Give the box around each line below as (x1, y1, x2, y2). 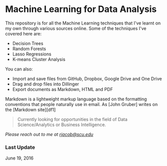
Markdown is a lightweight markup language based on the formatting (5, 96, 147, 102)
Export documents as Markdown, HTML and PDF (12, 86, 113, 92)
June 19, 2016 (5, 155, 34, 161)
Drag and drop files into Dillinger (12, 81, 79, 87)
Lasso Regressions (12, 51, 51, 57)
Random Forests (12, 45, 46, 51)
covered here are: (5, 30, 42, 36)
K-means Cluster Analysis (12, 56, 66, 62)
